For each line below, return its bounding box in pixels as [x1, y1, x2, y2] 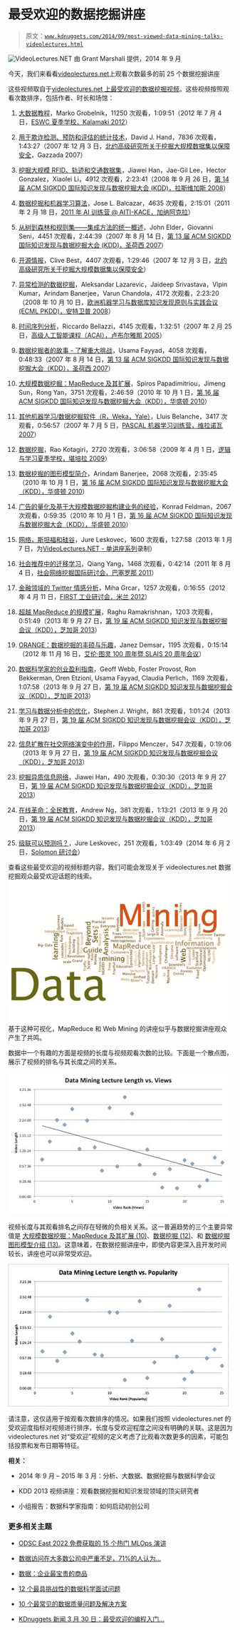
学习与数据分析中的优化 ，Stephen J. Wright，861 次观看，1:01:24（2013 [18, 706, 230, 715]
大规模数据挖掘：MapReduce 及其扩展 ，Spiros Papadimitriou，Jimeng [18, 379, 226, 388]
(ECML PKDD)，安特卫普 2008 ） [18, 306, 115, 315]
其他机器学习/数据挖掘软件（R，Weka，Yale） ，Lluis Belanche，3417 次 [18, 412, 228, 421]
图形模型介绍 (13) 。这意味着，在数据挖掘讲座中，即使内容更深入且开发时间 [8, 1240, 227, 1249]
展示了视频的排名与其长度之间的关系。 [8, 1057, 120, 1066]
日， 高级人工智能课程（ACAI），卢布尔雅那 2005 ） [18, 331, 166, 339]
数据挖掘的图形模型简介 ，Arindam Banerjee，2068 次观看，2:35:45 [18, 469, 218, 478]
